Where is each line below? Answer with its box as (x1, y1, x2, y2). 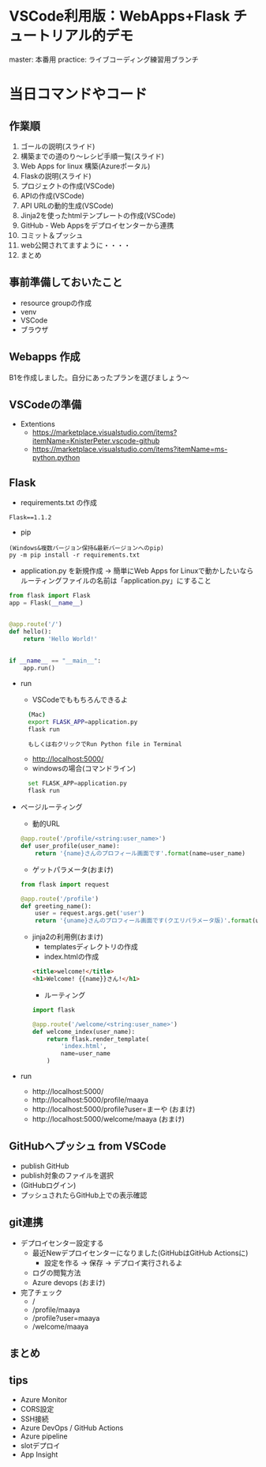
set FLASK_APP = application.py (28, 779, 127, 787)
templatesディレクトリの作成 (43, 942, 139, 952)
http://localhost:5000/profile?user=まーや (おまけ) (32, 1104, 196, 1114)
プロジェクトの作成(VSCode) (20, 181, 115, 190)
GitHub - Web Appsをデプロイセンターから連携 (20, 221, 174, 230)
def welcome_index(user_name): (32, 1028, 136, 1035)
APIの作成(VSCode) (20, 190, 85, 200)
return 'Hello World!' (23, 635, 98, 643)
